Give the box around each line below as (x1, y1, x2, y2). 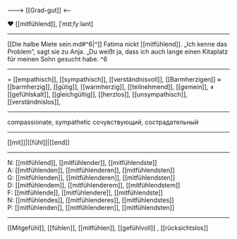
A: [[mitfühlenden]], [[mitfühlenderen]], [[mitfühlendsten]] (7, 166, 175, 174)
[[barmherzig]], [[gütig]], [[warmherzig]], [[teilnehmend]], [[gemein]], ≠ (7, 82, 214, 91)
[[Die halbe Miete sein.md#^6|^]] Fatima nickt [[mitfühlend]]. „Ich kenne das (7, 40, 228, 48)
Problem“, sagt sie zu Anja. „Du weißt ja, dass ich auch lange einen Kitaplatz (7, 47, 228, 56)
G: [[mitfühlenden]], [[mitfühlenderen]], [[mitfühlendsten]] (7, 173, 176, 182)
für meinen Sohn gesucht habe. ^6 (7, 55, 108, 63)
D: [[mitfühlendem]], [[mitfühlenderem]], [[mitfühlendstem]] (7, 181, 181, 189)
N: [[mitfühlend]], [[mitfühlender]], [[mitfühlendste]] (7, 159, 157, 166)
